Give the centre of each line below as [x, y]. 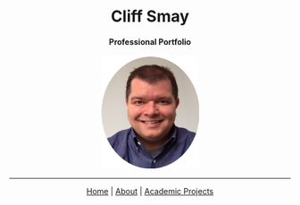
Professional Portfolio [150, 41]
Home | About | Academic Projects [150, 192]
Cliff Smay [150, 17]
